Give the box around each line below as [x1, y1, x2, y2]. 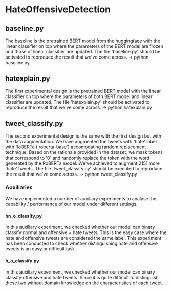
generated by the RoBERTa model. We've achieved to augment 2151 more [5, 160, 160, 166]
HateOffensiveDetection [5, 4, 111, 15]
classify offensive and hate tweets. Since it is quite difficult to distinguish [5, 275, 159, 281]
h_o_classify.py [5, 258, 39, 264]
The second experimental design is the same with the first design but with [5, 132, 162, 139]
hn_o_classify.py [5, 212, 42, 219]
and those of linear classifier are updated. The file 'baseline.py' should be [5, 49, 161, 54]
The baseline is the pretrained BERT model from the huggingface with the [5, 37, 160, 44]
